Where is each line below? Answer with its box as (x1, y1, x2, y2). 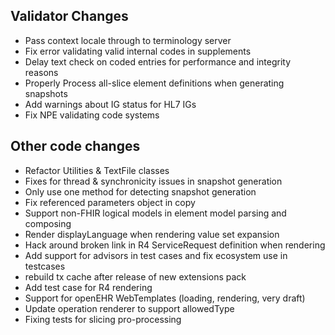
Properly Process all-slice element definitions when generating (24, 77, 285, 89)
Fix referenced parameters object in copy (24, 196, 196, 208)
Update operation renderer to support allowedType (24, 302, 235, 314)
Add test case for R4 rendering (24, 281, 153, 293)
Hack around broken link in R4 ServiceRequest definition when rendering (24, 239, 326, 251)
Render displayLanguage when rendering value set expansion (24, 228, 280, 240)
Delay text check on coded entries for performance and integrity (24, 55, 292, 68)
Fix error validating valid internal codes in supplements (24, 45, 252, 57)
